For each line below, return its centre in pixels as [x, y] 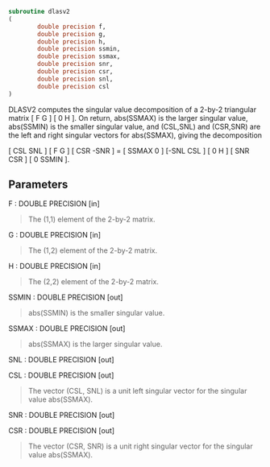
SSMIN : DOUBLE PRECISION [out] [66, 297]
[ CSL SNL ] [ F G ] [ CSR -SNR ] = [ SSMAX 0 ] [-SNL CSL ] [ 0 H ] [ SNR [129, 151]
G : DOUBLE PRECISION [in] [55, 235]
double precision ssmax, [79, 56]
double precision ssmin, [79, 49]
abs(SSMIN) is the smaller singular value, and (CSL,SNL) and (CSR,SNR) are [135, 126]
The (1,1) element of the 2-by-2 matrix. [91, 219]
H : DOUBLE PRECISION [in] [55, 267]
